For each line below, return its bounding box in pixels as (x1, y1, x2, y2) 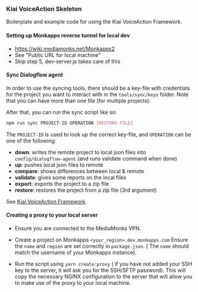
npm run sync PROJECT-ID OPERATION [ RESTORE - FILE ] (6, 120, 134, 126)
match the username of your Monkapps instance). (14, 249, 137, 256)
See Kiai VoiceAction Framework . (6, 198, 87, 205)
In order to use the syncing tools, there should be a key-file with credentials (6, 84, 190, 91)
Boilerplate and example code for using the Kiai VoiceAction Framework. (6, 18, 182, 26)
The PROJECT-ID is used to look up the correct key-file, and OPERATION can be (6, 131, 192, 138)
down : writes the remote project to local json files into (14, 148, 147, 155)
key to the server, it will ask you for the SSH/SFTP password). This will (14, 266, 186, 274)
